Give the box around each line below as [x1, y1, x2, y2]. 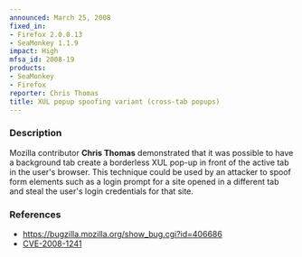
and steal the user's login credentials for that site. [9, 186, 194, 197]
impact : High [9, 47, 59, 56]
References [9, 208, 61, 221]
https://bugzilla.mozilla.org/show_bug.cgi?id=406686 [22, 228, 223, 239]
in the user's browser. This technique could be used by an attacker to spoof [9, 166, 291, 177]
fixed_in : [9, 22, 47, 31]
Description [9, 127, 62, 140]
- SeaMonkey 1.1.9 [9, 38, 79, 48]
